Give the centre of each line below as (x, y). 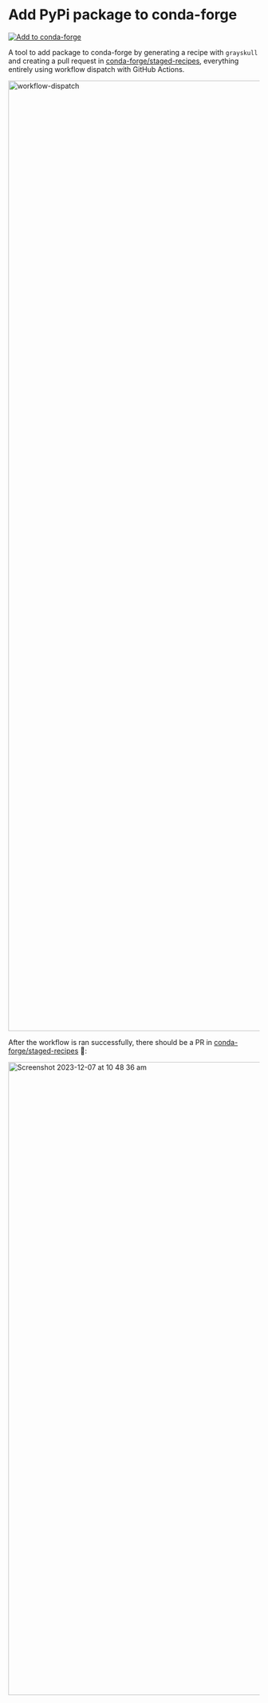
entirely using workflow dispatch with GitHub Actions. (97, 69)
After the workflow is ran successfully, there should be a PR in (110, 1042)
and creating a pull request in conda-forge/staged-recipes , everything (124, 61)
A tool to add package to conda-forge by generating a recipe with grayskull (133, 52)
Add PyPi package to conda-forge (123, 15)
